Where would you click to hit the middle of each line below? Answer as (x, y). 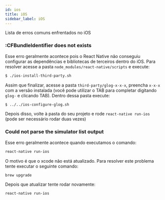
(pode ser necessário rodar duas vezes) (46, 119)
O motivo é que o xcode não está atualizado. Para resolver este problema (80, 161)
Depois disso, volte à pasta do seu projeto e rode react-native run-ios (78, 114)
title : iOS (16, 14)
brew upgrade (18, 175)
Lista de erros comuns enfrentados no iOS (48, 33)
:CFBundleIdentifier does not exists (49, 46)
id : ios (13, 10)
